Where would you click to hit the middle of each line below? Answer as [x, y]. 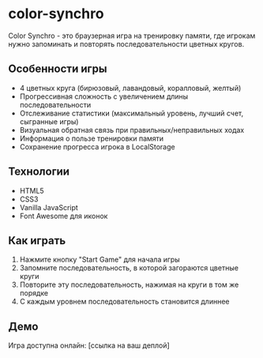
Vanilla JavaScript [49, 207]
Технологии [39, 172]
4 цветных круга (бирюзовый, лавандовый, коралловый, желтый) [130, 88]
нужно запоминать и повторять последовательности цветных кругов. [126, 43]
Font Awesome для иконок [64, 216]
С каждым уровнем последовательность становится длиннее [124, 302]
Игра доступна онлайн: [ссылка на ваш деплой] [89, 345]
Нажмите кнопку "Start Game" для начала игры [100, 260]
